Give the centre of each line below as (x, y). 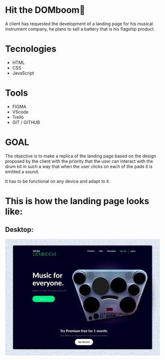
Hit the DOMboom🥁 (45, 10)
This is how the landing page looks (77, 201)
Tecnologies (31, 49)
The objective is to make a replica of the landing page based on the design (81, 156)
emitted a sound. (22, 172)
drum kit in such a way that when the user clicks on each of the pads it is (79, 166)
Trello (18, 117)
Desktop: (19, 230)
